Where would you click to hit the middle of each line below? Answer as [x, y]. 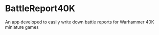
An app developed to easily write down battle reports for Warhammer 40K [79, 22]
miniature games [22, 27]
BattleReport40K [40, 9]
